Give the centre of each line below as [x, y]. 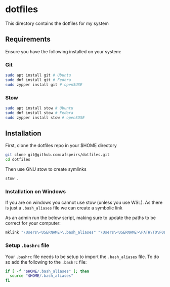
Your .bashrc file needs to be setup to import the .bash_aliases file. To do [82, 257]
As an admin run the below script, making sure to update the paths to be [80, 218]
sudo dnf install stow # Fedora [39, 113]
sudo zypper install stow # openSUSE [45, 118]
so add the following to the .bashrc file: [46, 262]
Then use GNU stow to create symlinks [46, 169]
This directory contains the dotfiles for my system [57, 23]
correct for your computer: [33, 223]
